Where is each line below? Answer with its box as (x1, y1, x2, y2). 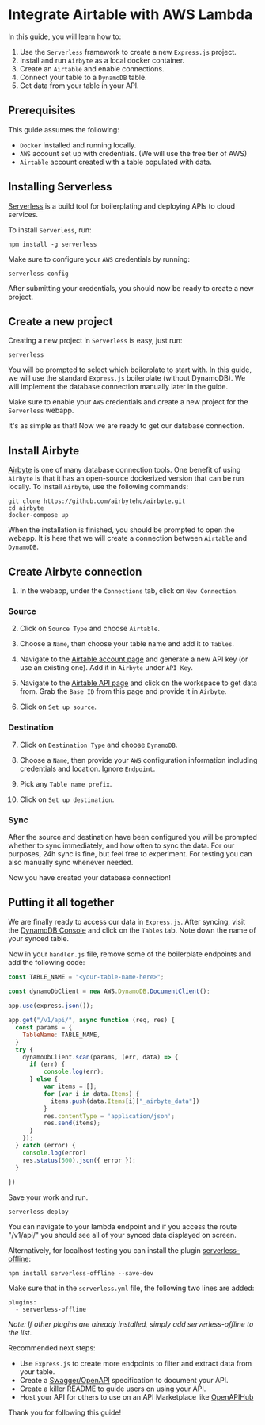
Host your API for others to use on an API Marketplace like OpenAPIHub (19, 1392, 254, 1402)
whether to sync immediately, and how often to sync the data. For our (8, 841, 235, 850)
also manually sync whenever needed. (8, 857, 134, 867)
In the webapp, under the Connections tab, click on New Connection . (19, 586, 239, 596)
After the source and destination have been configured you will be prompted (8, 832, 257, 841)
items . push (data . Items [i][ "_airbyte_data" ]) (50, 1097, 200, 1105)
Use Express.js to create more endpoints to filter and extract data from (19, 1358, 252, 1369)
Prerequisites (8, 104, 76, 117)
